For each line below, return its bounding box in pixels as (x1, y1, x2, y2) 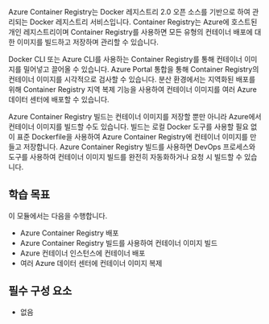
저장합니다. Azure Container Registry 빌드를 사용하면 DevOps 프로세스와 (23, 142, 256, 152)
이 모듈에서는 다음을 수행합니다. (8, 210, 108, 220)
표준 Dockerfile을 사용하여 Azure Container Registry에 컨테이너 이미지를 (16, 132, 248, 141)
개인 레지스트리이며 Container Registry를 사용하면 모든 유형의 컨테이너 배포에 (8, 27, 254, 36)
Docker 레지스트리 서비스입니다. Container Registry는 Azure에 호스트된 (29, 17, 258, 27)
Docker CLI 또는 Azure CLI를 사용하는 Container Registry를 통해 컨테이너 (8, 55, 243, 64)
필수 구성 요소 (8, 285, 72, 298)
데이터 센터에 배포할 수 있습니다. (8, 95, 110, 104)
